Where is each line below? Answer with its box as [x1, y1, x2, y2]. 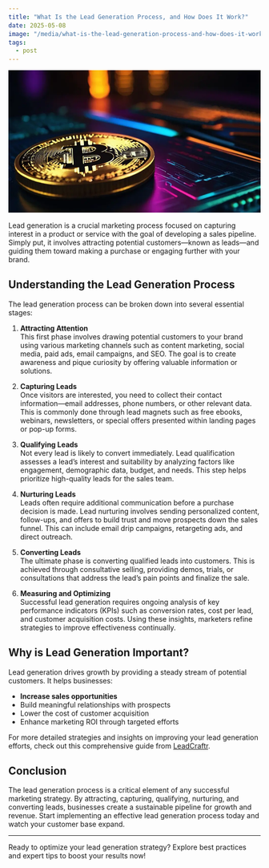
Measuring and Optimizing [19, 588, 110, 598]
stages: [8, 307, 34, 317]
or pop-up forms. [19, 424, 78, 433]
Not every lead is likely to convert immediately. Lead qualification [19, 448, 235, 457]
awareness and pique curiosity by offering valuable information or [19, 357, 238, 367]
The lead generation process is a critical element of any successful [8, 785, 230, 795]
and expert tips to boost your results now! [8, 851, 147, 861]
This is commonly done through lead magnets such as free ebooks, [19, 407, 243, 416]
